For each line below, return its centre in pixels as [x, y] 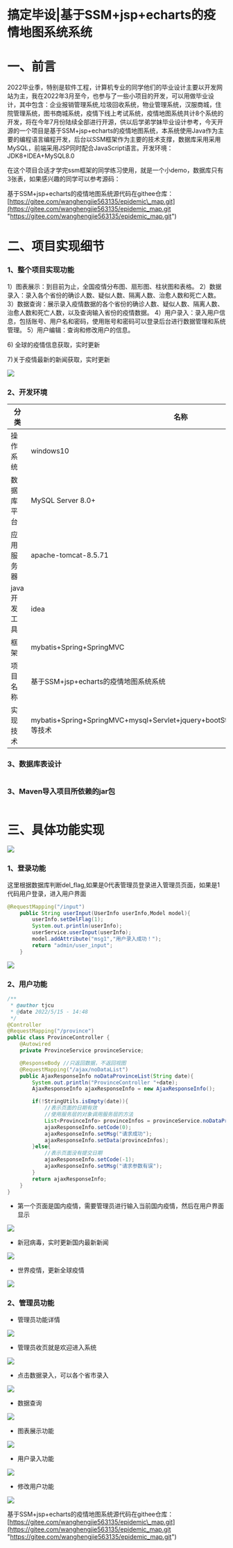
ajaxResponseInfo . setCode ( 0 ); [88, 1127]
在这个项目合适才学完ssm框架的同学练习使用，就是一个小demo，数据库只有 [115, 170]
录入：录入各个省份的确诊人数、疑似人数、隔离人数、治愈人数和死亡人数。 [113, 295]
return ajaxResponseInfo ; [70, 1179]
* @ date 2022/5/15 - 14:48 [49, 1012]
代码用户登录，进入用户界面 [47, 894]
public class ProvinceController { [59, 1038]
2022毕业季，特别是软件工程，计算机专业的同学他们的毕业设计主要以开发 [112, 88]
